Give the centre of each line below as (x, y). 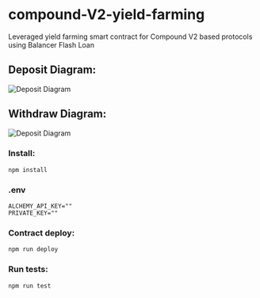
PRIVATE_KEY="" (33, 213)
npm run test (30, 286)
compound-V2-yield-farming (107, 15)
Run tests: (29, 269)
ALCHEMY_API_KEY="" (40, 206)
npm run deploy (33, 250)
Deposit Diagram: (52, 70)
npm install (28, 170)
